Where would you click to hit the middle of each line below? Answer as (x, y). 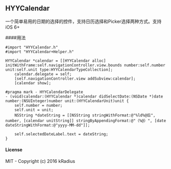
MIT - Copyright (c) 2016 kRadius (40, 161)
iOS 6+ (13, 27)
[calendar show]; (33, 83)
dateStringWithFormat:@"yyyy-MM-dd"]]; (48, 125)
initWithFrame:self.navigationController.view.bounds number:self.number (86, 65)
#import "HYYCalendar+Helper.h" (40, 52)
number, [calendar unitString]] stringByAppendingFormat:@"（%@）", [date (86, 120)
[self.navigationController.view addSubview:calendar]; (75, 79)
